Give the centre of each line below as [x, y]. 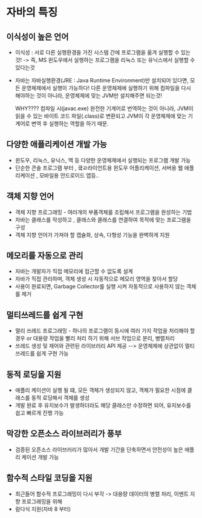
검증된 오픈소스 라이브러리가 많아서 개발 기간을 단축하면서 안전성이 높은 [99, 450]
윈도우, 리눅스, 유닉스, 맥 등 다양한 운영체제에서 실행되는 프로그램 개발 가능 [103, 160]
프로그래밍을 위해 [42, 501]
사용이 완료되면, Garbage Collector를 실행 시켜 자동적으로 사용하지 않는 [100, 287]
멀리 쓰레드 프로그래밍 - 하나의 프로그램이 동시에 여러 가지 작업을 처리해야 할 [105, 331]
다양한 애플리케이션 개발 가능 [57, 144]
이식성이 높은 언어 [37, 37]
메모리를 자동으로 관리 [45, 256]
